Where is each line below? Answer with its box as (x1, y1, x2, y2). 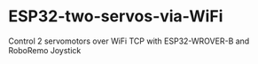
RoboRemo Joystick (8, 44, 82, 55)
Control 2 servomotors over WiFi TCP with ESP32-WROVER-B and (8, 36, 250, 46)
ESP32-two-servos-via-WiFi (8, 6, 223, 27)
